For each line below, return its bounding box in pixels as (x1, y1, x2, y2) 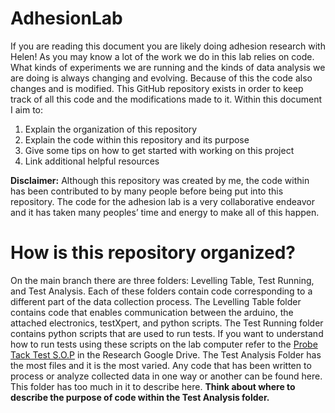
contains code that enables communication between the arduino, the (10, 306, 294, 318)
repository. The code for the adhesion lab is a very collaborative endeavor (10, 195, 315, 207)
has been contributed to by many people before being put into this (10, 185, 284, 197)
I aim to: (10, 103, 44, 116)
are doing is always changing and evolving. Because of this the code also (10, 72, 313, 84)
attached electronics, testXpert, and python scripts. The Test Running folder (10, 317, 324, 329)
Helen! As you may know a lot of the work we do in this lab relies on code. (10, 50, 315, 62)
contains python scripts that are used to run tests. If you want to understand (10, 327, 324, 339)
